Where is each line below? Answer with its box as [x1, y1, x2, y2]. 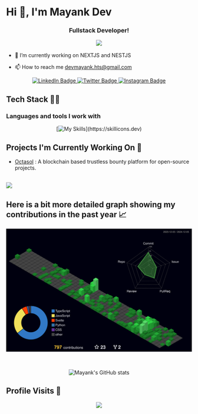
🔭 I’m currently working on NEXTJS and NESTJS [14, 52, 131, 59]
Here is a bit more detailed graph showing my [6, 200, 176, 210]
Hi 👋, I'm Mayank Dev [6, 5, 112, 19]
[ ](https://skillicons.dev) [56, 125, 142, 133]
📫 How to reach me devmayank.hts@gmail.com [14, 64, 133, 71]
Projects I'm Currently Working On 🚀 [6, 143, 143, 153]
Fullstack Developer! [68, 27, 130, 35]
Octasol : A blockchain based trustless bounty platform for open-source [14, 158, 190, 165]
